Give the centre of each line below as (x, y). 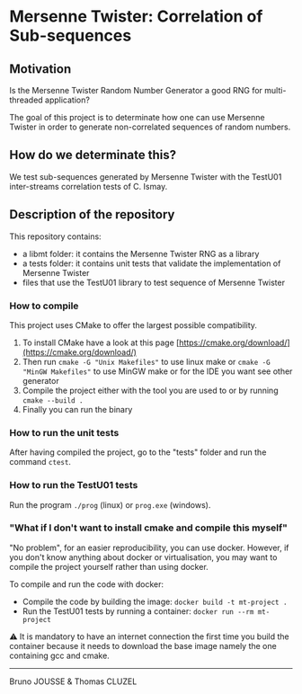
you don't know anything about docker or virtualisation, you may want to (143, 557)
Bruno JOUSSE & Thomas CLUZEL (73, 681)
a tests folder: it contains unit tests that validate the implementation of (151, 263)
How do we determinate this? (93, 155)
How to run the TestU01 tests (74, 485)
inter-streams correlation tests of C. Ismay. (89, 186)
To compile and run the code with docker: (87, 584)
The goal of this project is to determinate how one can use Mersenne (137, 117)
